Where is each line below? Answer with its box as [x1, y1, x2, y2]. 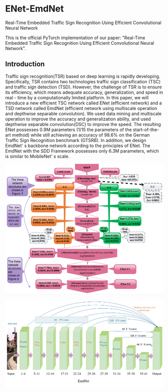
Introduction [5, 60, 45, 68]
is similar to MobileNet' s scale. [5, 153, 70, 159]
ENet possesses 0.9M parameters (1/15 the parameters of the [5, 126, 132, 133]
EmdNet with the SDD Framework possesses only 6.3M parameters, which [5, 148, 159, 154]
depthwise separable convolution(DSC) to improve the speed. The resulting [5, 121, 161, 127]
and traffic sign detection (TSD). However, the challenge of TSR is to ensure [5, 84, 162, 90]
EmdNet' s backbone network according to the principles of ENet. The [5, 143, 150, 149]
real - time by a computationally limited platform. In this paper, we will [5, 94, 149, 100]
